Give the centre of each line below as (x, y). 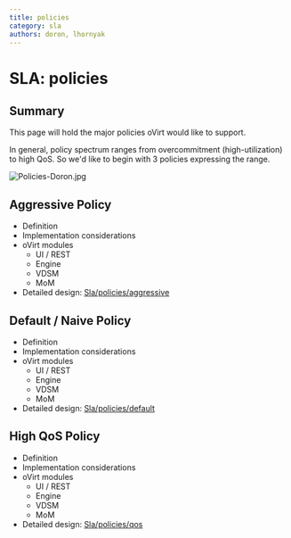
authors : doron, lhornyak (57, 34)
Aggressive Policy (61, 205)
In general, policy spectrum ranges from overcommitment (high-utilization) (146, 150)
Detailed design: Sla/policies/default (89, 408)
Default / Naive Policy (70, 321)
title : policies (39, 17)
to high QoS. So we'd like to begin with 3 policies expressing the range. (140, 159)
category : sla (36, 26)
